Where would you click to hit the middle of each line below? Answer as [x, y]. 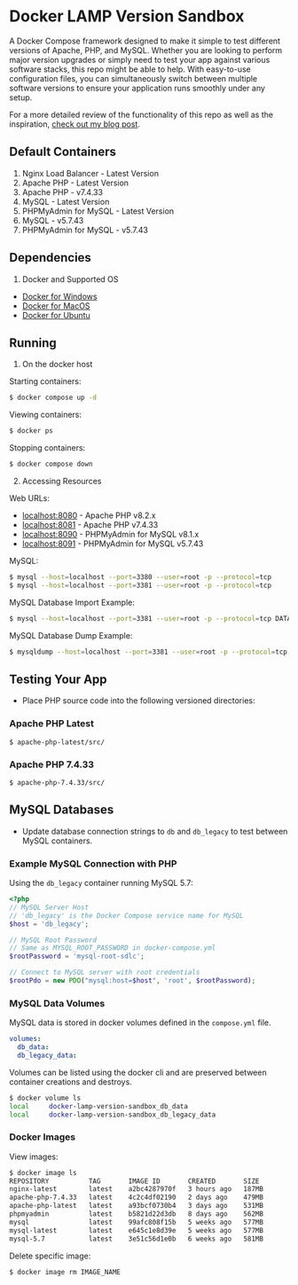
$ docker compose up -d [53, 398]
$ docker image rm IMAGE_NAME [65, 1272]
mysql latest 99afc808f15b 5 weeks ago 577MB [137, 1222]
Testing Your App [59, 679]
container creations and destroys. [71, 1081]
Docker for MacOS [56, 306]
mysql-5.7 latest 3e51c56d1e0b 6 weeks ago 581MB [137, 1239]
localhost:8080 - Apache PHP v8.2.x [89, 515]
